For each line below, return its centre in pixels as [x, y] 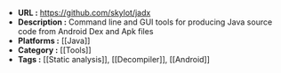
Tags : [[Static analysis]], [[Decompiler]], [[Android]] [114, 59]
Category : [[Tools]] [54, 50]
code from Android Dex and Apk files [85, 31]
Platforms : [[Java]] [54, 40]
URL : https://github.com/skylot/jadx [84, 13]
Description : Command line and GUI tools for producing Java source [145, 22]
